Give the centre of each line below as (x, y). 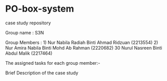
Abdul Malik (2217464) (29, 53)
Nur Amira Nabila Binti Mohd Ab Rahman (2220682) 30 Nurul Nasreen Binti (84, 48)
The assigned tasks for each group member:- (53, 63)
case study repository (28, 23)
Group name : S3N (25, 32)
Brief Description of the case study (42, 73)
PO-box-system (40, 9)
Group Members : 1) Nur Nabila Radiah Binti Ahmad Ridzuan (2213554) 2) (82, 42)
